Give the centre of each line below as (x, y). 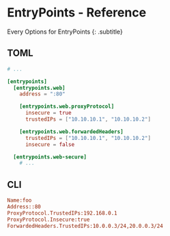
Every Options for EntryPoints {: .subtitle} (65, 32)
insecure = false (50, 144)
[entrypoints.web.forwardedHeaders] (72, 132)
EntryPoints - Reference (77, 13)
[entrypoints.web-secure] (50, 157)
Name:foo (19, 200)
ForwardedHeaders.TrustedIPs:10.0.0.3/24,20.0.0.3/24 (85, 226)
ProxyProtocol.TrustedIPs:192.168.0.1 (62, 213)
